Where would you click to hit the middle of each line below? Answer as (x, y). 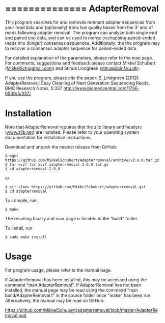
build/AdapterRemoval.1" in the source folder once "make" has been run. (78, 295)
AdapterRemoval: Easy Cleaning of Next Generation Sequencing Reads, (78, 83)
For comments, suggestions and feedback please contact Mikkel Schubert (80, 63)
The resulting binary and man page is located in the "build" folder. (72, 218)
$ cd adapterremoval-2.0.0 (33, 169)
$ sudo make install (26, 237)
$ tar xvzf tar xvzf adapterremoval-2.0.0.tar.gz (57, 164)
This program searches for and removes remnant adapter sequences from (80, 22)
